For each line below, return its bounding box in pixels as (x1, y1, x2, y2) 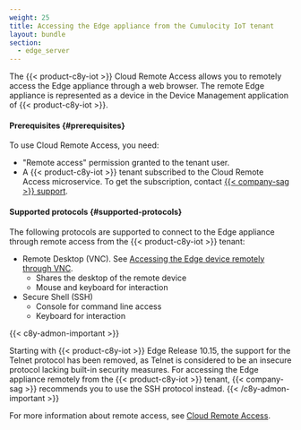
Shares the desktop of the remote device (35, 272, 187, 283)
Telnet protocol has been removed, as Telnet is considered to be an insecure (9, 355, 292, 365)
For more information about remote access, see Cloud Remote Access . (9, 409, 271, 421)
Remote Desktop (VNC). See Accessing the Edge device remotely (21, 253, 265, 264)
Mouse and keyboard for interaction (35, 281, 168, 292)
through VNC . (21, 262, 73, 273)
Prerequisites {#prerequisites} (9, 120, 125, 131)
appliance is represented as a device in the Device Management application (9, 90, 289, 101)
